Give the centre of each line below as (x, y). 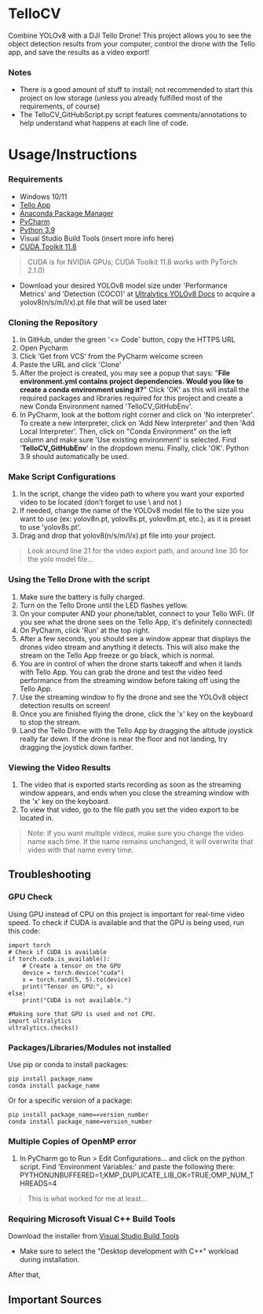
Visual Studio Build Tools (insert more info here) (97, 238)
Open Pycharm (44, 348)
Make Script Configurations (62, 476)
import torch (29, 945)
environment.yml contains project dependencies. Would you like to (131, 381)
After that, (24, 1275)
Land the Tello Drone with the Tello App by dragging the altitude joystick (136, 730)
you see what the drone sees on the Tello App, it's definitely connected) (136, 622)
